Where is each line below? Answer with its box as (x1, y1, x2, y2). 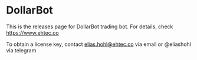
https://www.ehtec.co (6, 29, 59, 36)
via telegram (6, 46, 37, 54)
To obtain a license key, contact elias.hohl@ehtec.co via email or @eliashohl (6, 41, 192, 48)
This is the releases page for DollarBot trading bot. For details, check (6, 23, 173, 30)
